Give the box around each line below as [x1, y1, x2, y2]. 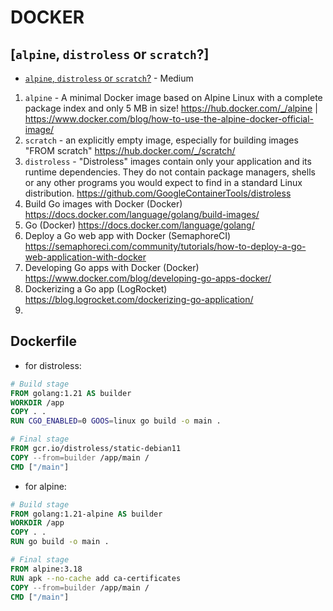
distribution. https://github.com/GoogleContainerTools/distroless [24, 187, 292, 199]
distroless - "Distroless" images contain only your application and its [24, 156, 312, 167]
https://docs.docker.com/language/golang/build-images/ [24, 209, 260, 220]
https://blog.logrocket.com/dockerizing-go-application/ [24, 294, 254, 305]
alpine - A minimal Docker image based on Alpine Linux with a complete [24, 92, 323, 103]
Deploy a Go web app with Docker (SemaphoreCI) [24, 230, 232, 241]
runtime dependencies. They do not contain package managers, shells [24, 166, 316, 178]
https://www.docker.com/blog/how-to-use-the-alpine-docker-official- [24, 113, 315, 125]
